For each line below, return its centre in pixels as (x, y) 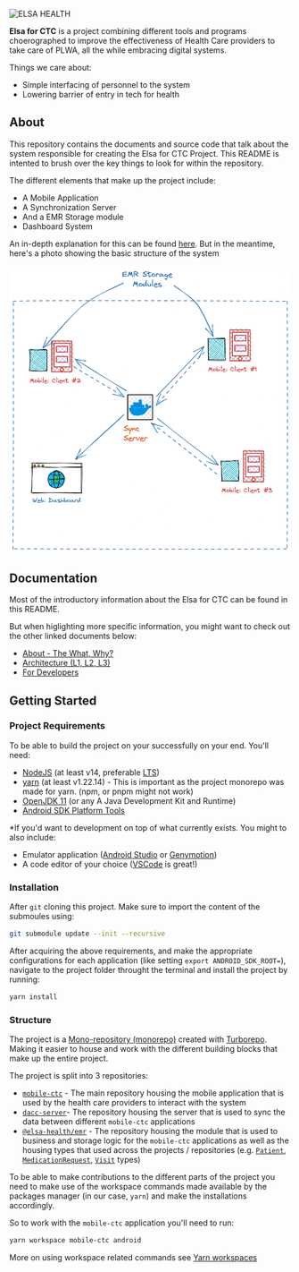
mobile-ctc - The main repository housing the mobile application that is (153, 1093)
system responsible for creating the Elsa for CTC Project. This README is (144, 153)
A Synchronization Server (69, 207)
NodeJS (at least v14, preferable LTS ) (91, 772)
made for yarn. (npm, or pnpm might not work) (108, 791)
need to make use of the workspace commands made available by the (138, 1187)
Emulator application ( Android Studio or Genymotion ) (120, 854)
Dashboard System (58, 226)
